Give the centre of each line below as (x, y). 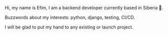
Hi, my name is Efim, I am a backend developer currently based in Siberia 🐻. (84, 8)
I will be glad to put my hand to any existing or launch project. (69, 27)
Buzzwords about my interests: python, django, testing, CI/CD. (70, 17)
